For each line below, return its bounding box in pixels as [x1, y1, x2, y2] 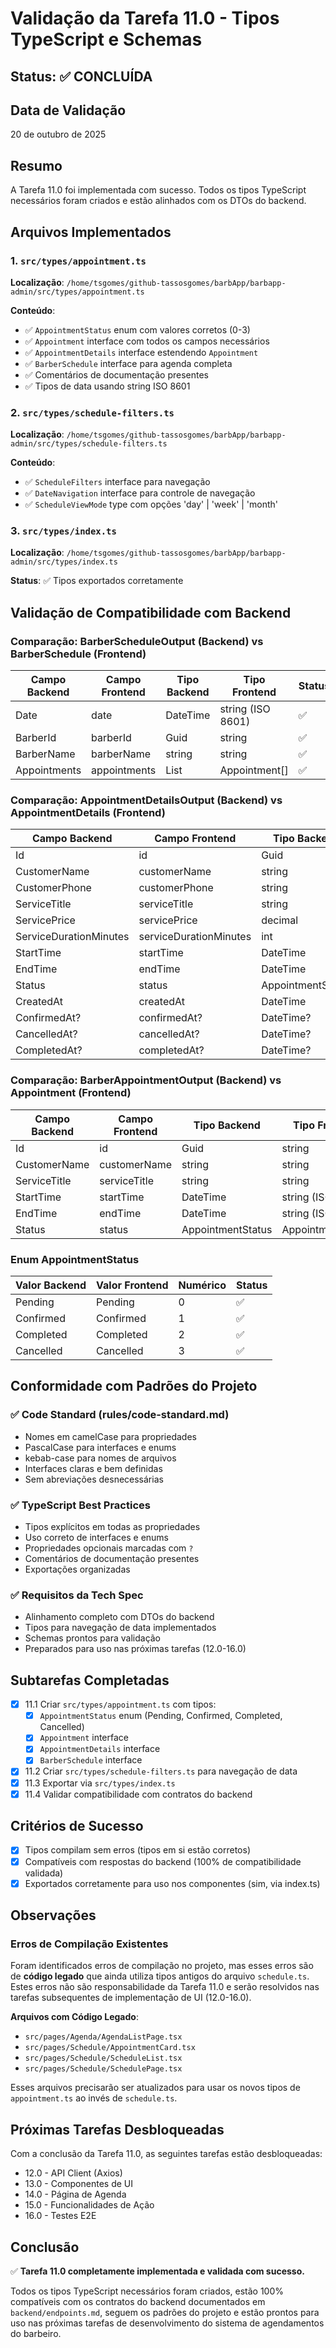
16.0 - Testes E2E [24, 2210, 97, 2222]
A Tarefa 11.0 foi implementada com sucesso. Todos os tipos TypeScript [10, 184, 307, 196]
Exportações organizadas [24, 1563, 131, 1576]
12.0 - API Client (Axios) [24, 2167, 123, 2179]
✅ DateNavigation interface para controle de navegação [24, 487, 256, 499]
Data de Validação [10, 102, 127, 119]
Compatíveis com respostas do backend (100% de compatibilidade [24, 1855, 302, 1867]
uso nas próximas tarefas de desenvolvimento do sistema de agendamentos [10, 2317, 325, 2329]
